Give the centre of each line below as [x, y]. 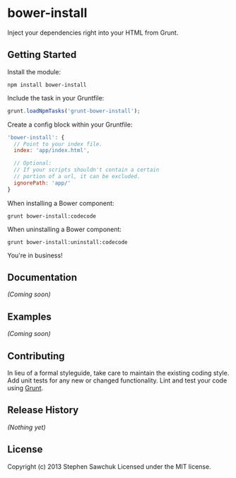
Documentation [42, 278]
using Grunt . [25, 388]
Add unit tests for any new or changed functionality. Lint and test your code [117, 380]
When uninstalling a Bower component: [65, 229]
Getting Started [42, 55]
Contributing [36, 356]
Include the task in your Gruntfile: [56, 98]
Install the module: [34, 71]
